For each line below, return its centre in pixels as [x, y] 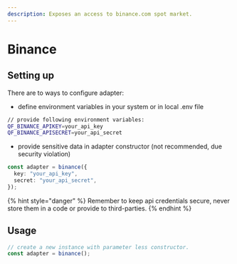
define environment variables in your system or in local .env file [111, 106]
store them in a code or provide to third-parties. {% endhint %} [100, 208]
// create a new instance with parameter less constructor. [99, 247]
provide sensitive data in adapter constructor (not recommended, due [120, 146]
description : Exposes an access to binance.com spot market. [100, 14]
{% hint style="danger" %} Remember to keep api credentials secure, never [118, 200]
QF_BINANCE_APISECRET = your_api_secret [65, 133]
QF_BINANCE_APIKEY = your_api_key [55, 126]
